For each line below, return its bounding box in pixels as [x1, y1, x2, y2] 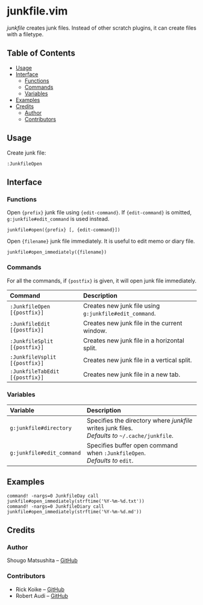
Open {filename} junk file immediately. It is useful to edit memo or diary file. [7, 237, 195, 245]
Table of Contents [7, 48, 76, 59]
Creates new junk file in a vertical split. [83, 356, 192, 364]
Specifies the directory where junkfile [87, 416, 193, 424]
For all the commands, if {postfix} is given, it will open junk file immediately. [7, 277, 197, 284]
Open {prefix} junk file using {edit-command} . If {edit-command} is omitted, [7, 209, 192, 216]
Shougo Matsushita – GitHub [7, 557, 78, 564]
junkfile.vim [7, 4, 68, 18]
